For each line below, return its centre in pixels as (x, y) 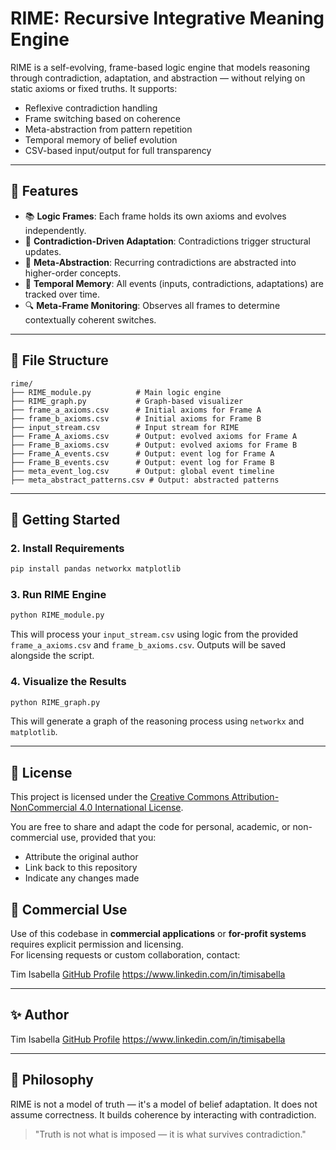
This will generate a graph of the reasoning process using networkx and (157, 721)
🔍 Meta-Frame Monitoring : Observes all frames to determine (152, 305)
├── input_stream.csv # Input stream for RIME (125, 427)
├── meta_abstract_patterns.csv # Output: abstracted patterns (145, 480)
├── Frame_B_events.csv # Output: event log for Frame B (142, 462)
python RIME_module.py (57, 615)
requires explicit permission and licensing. (97, 944)
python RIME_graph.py (55, 702)
